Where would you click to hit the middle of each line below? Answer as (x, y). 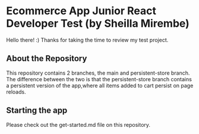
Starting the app (37, 111)
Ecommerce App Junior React (81, 11)
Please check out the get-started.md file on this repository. (78, 125)
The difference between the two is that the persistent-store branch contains (99, 79)
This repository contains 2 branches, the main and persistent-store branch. (98, 73)
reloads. (16, 92)
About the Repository (47, 58)
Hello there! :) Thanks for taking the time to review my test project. (87, 40)
